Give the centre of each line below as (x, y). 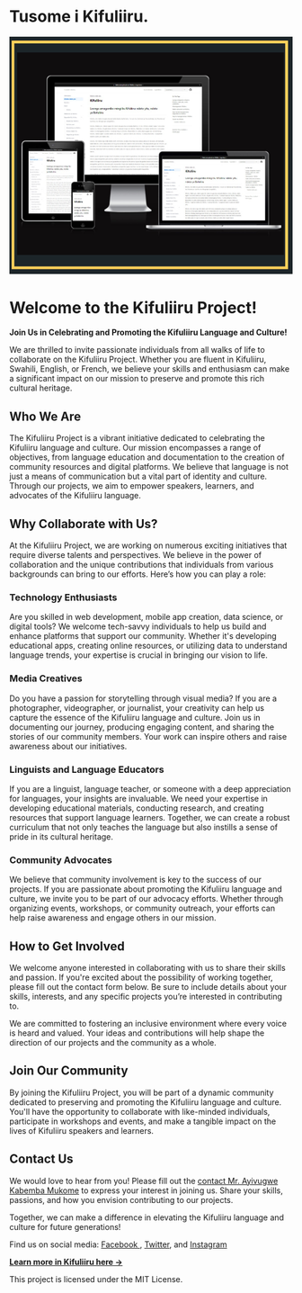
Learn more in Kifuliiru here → (66, 1262)
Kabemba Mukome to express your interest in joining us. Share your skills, (146, 1190)
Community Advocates (61, 859)
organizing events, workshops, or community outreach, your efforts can (142, 908)
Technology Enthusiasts (63, 597)
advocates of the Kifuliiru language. (75, 496)
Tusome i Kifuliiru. (79, 17)
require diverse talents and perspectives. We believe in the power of (136, 555)
